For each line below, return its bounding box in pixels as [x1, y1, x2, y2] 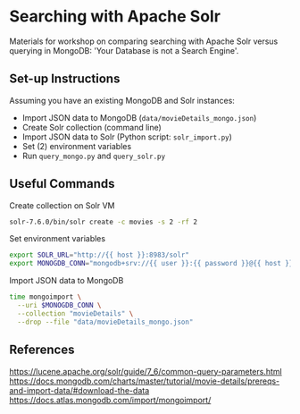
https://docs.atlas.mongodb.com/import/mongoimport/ [9, 394, 212, 405]
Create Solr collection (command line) [21, 122, 162, 132]
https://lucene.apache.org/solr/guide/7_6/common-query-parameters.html [9, 366, 283, 376]
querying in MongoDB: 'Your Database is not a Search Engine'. [9, 45, 239, 55]
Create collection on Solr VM [9, 199, 115, 211]
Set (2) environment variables [21, 140, 132, 151]
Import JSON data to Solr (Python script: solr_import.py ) [21, 131, 232, 142]
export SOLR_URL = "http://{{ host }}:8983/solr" [9, 250, 190, 260]
